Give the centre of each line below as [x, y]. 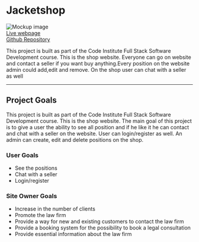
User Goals [22, 155]
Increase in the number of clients [55, 209]
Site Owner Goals [32, 196]
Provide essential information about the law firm [73, 234]
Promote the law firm [40, 215]
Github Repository [28, 39]
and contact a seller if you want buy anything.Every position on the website [98, 63]
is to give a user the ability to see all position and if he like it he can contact [98, 127]
